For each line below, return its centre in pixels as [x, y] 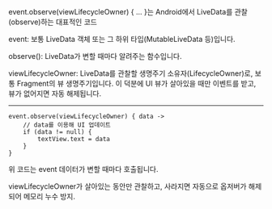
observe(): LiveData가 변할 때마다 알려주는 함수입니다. [95, 56]
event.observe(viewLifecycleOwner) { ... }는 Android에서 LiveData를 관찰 [128, 12]
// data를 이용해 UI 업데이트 [67, 125]
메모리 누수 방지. [49, 196]
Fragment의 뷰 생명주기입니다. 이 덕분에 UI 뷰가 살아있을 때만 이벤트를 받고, [136, 84]
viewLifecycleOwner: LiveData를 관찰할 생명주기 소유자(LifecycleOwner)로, [131, 73]
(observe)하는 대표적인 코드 [53, 22]
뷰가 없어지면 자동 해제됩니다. [55, 94]
